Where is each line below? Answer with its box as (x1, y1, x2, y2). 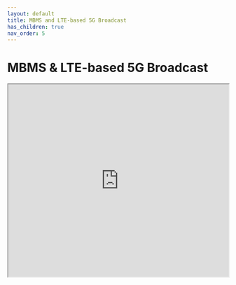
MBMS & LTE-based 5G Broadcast (7, 60, 209, 76)
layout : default (7, 10, 55, 18)
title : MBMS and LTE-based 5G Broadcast (7, 17, 127, 24)
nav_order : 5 (7, 29, 46, 37)
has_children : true (7, 23, 64, 30)
